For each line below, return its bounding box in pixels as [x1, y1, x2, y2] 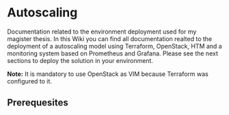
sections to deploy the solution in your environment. [7, 56, 154, 64]
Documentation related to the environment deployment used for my [7, 27, 197, 36]
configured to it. [7, 77, 53, 85]
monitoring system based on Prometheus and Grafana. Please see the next [7, 49, 219, 57]
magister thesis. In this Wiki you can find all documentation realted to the [7, 34, 213, 42]
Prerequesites [7, 97, 68, 109]
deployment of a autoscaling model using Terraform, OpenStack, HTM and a [7, 42, 222, 50]
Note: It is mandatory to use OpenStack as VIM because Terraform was [7, 70, 208, 78]
